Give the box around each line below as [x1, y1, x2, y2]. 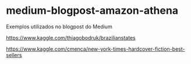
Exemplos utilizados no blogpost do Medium [6, 23, 112, 30]
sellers [6, 51, 22, 58]
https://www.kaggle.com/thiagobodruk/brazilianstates [6, 34, 136, 41]
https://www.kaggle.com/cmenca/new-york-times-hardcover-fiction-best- [6, 45, 185, 52]
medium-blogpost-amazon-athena [6, 4, 179, 17]
